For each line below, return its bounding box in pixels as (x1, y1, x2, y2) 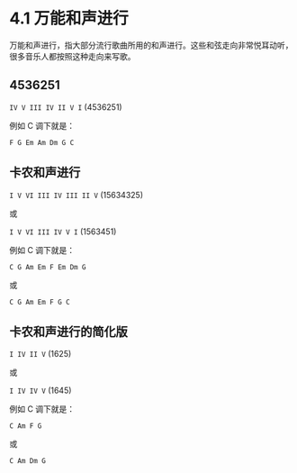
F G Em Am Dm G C (9, 138, 75, 147)
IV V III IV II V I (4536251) (9, 101, 123, 113)
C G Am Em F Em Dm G (9, 262, 87, 271)
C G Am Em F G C (9, 297, 70, 306)
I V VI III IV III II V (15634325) (9, 189, 144, 200)
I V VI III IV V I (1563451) (9, 226, 117, 237)
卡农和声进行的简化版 (9, 323, 128, 339)
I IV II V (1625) (9, 349, 72, 359)
